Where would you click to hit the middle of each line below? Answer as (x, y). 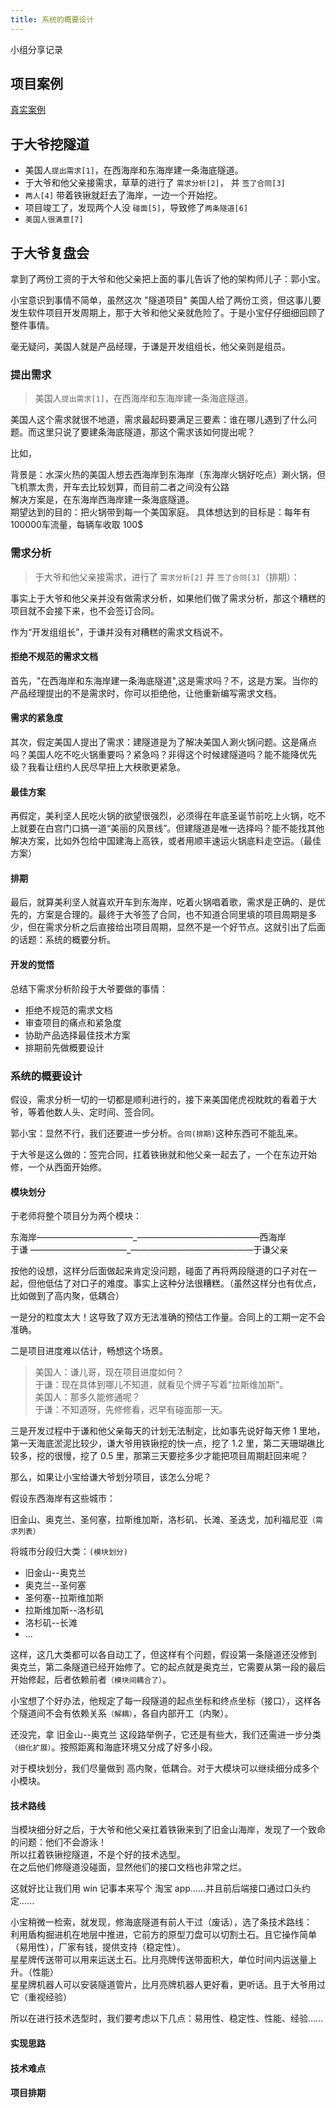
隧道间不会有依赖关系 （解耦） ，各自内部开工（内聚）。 (126, 1713)
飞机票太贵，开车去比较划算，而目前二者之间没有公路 (120, 487)
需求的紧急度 (36, 718)
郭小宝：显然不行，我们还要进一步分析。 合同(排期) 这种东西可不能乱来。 (156, 1133)
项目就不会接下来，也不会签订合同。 (85, 610)
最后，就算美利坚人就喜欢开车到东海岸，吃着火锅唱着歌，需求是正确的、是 (163, 902)
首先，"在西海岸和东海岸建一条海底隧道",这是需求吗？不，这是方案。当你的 (164, 680)
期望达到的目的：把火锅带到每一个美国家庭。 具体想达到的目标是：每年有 (160, 512)
